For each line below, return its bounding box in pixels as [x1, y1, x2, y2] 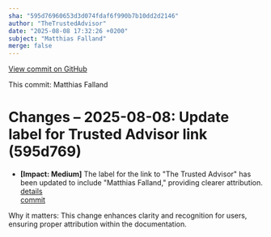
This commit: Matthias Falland [8, 80, 108, 90]
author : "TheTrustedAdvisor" [8, 19, 107, 28]
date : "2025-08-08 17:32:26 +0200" [8, 27, 129, 35]
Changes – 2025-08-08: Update [8, 108, 229, 126]
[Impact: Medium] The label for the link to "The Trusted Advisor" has [19, 169, 252, 179]
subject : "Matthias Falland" [8, 34, 107, 43]
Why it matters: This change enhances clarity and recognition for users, [8, 211, 248, 221]
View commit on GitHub [8, 64, 87, 74]
